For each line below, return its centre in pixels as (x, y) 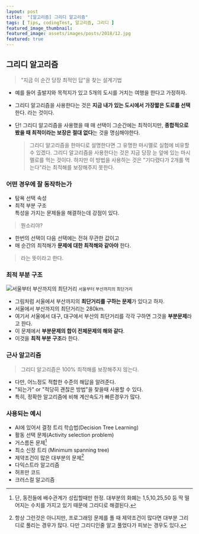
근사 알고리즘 (24, 355)
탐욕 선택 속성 (31, 198)
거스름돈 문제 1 (31, 442)
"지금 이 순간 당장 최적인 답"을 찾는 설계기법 (71, 80)
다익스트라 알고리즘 (37, 465)
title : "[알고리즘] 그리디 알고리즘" (47, 17)
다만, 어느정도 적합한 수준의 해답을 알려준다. (65, 382)
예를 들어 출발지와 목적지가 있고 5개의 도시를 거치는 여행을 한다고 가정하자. (101, 92)
